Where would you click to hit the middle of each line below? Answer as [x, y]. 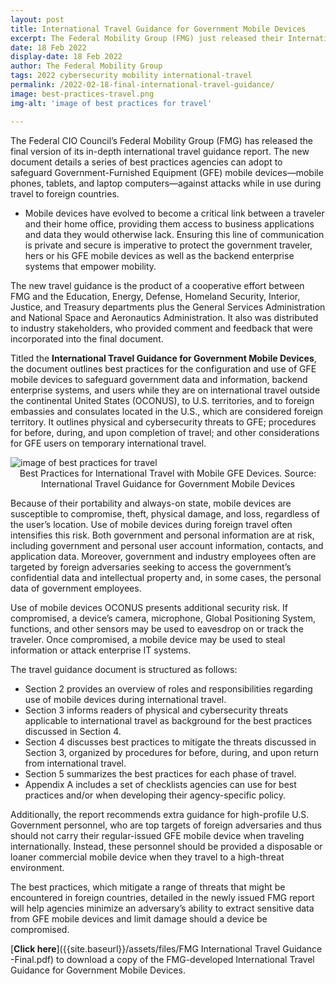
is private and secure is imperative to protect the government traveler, [168, 245]
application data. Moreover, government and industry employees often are [163, 556]
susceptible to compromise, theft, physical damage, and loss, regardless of [165, 513]
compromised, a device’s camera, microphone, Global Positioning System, [163, 618]
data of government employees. [76, 588]
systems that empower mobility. [90, 266]
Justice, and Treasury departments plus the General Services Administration [168, 307]
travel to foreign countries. [65, 193]
